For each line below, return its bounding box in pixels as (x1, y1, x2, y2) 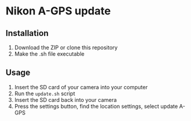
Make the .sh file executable (14, 50, 85, 58)
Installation (5, 28, 49, 38)
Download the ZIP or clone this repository (14, 44, 118, 51)
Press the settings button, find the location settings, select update (14, 102, 178, 110)
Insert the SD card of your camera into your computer (14, 83, 148, 90)
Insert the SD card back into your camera (14, 96, 117, 103)
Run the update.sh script (14, 90, 75, 97)
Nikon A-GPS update (5, 4, 111, 18)
